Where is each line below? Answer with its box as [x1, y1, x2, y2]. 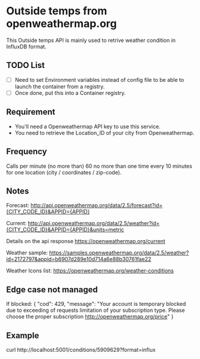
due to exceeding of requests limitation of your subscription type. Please [6, 306, 185, 314]
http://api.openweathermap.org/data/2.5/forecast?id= [30, 202, 163, 209]
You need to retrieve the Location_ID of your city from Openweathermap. [14, 129, 195, 136]
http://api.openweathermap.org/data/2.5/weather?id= [27, 220, 160, 227]
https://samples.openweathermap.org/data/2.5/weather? [49, 249, 189, 256]
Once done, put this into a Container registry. [14, 89, 126, 96]
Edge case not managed [6, 284, 98, 294]
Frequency [6, 146, 47, 157]
